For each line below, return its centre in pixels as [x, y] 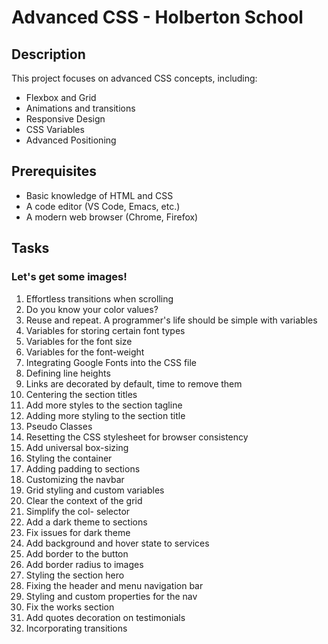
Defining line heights [68, 373]
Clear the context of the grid [84, 500]
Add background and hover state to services [117, 543]
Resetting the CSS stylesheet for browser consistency [137, 437]
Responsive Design [65, 119]
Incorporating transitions [76, 628]
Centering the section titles [81, 394]
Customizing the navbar [75, 479]
